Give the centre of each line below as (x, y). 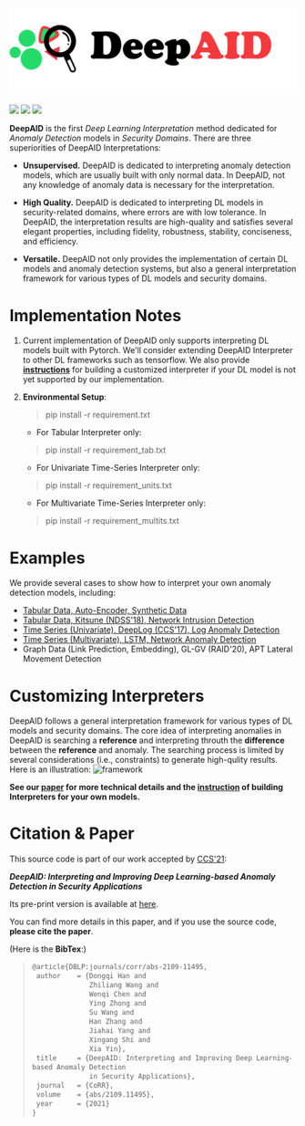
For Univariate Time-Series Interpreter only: (118, 468)
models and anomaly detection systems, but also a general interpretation (159, 269)
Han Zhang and (116, 1022)
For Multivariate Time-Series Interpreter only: (121, 503)
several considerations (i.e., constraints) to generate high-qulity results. (143, 760)
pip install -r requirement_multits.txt (112, 521)
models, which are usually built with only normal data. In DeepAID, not (153, 175)
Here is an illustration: (50, 769)
